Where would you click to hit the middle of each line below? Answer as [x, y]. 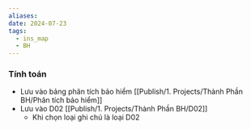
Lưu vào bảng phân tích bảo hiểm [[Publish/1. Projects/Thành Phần [131, 92]
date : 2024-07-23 [38, 23]
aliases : [23, 16]
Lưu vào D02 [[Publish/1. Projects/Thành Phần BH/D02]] [114, 109]
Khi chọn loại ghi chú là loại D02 [86, 117]
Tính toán [28, 74]
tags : [17, 31]
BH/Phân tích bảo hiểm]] [61, 100]
